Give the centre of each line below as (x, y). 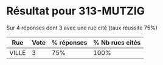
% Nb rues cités (117, 42)
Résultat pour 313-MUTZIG (75, 11)
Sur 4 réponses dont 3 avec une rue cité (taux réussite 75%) (82, 28)
